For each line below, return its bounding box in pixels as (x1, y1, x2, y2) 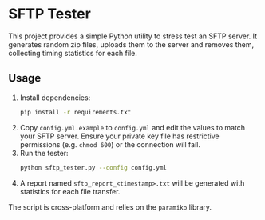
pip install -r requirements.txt (19, 108, 132, 116)
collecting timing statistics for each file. (8, 48, 137, 58)
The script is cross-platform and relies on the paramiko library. (8, 202, 212, 212)
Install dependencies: (19, 93, 91, 102)
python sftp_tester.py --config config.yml (19, 163, 168, 172)
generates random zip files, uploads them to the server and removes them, (8, 39, 255, 49)
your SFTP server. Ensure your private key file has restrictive (19, 131, 220, 141)
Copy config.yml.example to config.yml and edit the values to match (19, 122, 246, 132)
